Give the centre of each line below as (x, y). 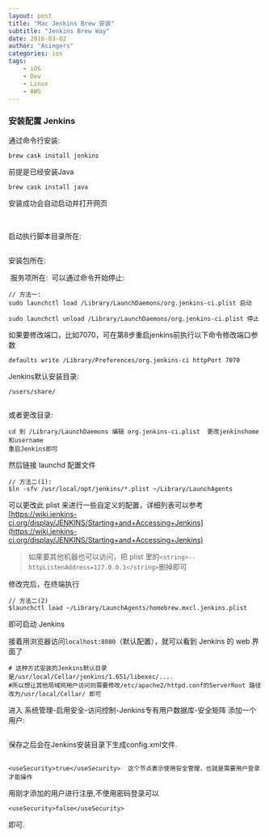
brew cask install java (48, 187)
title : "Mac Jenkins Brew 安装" (61, 23)
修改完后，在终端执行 (44, 583)
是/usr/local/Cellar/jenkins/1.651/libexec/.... (91, 677)
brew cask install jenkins (54, 156)
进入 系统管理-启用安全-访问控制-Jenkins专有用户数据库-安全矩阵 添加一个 (132, 710)
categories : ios (36, 53)
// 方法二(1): (30, 482)
